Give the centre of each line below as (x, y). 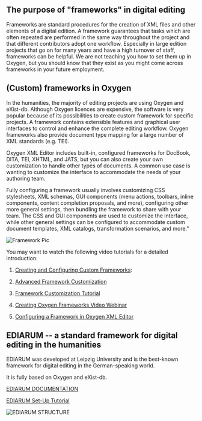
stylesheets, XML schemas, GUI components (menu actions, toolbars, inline (100, 196)
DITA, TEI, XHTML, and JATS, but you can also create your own (85, 159)
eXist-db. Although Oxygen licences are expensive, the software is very (95, 109)
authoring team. (26, 178)
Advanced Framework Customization (61, 281)
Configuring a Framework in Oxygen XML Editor (74, 316)
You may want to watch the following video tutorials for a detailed (87, 252)
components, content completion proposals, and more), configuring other (97, 203)
